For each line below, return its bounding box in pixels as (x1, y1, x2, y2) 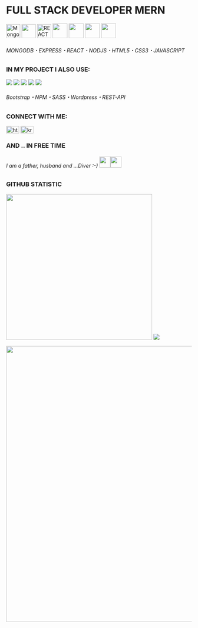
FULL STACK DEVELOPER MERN (6, 4, 166, 17)
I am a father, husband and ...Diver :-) (6, 162, 98, 169)
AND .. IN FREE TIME (6, 142, 66, 150)
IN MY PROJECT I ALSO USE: (6, 65, 90, 74)
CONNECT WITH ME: (6, 112, 68, 121)
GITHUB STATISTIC (6, 180, 62, 188)
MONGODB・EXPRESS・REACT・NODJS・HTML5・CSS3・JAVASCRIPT (6, 46, 185, 54)
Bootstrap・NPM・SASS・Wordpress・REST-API (6, 94, 126, 101)
